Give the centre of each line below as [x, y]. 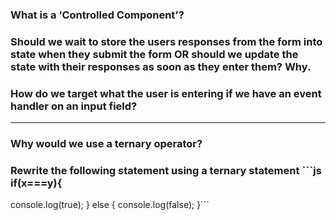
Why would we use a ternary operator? [106, 144]
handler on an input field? [74, 106]
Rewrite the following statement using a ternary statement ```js [166, 170]
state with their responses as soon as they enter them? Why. [161, 66]
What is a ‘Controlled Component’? [97, 15]
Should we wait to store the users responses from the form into [166, 41]
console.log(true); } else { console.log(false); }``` [110, 205]
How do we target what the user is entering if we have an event [166, 93]
